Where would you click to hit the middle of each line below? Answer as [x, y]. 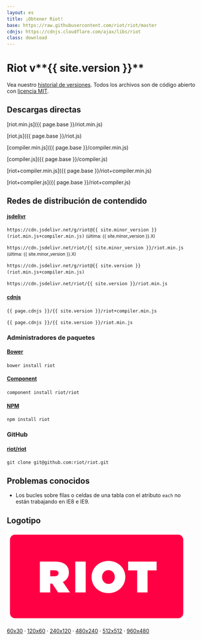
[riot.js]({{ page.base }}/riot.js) [44, 136]
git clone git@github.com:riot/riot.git [58, 463]
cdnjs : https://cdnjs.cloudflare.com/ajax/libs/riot [74, 32]
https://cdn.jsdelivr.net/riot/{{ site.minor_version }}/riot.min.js [95, 248]
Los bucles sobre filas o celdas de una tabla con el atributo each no [98, 495]
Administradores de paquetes [51, 337]
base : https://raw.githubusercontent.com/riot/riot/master [82, 25]
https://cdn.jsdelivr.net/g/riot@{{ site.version [70, 266]
